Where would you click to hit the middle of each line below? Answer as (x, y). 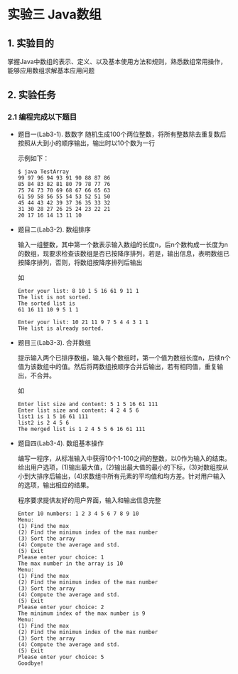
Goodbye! (31, 663)
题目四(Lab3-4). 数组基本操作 (61, 443)
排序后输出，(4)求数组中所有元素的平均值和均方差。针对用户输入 (131, 476)
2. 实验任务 (32, 95)
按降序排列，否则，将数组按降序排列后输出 (80, 262)
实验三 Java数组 (54, 15)
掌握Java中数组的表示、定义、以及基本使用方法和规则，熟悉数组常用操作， (117, 62)
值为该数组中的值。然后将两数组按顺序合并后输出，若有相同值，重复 (117, 366)
